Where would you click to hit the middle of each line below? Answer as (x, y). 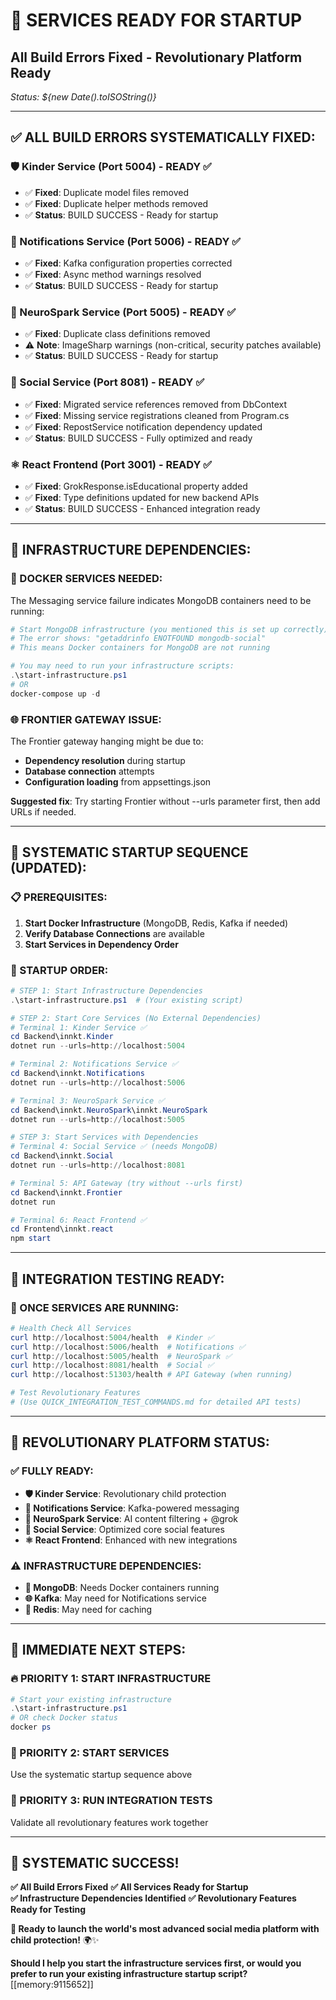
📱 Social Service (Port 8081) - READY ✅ (107, 382)
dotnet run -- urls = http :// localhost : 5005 (98, 1119)
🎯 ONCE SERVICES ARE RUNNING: (95, 1307)
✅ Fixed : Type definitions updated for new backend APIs (142, 497)
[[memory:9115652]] (52, 1985)
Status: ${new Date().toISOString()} (83, 97)
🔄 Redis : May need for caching (88, 1609)
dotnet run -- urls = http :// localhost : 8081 (98, 1165)
